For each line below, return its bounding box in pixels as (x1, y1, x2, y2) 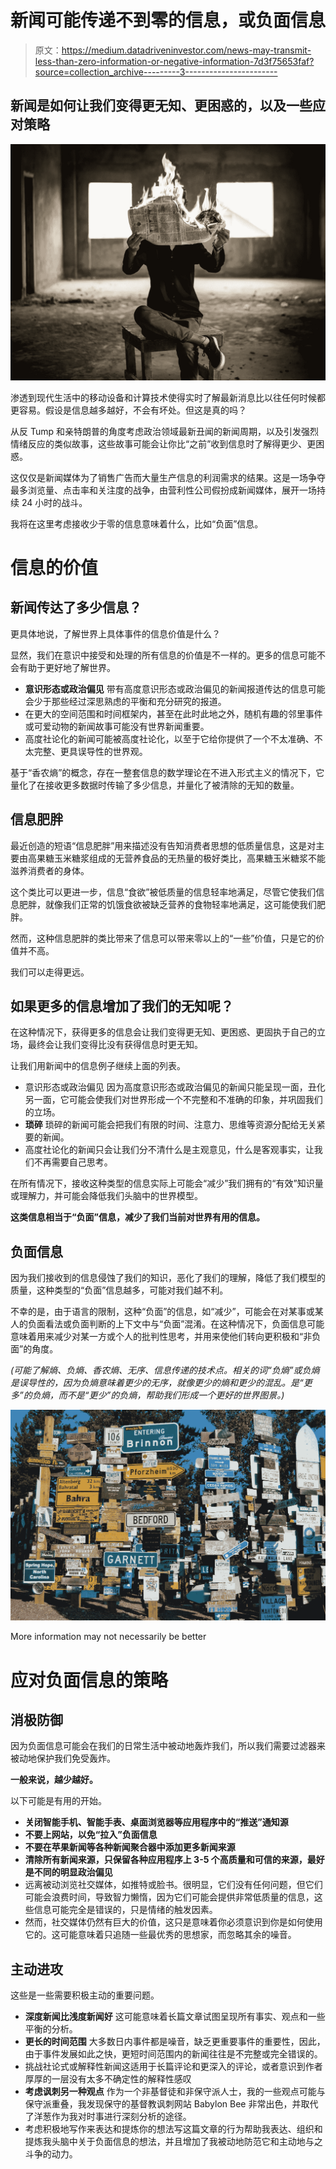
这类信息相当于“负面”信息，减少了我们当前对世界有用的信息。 (10, 1211, 266, 1223)
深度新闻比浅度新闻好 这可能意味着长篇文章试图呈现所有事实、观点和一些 (24, 2011, 326, 2023)
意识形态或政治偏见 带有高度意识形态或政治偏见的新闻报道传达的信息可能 (24, 682, 326, 695)
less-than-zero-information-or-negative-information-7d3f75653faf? (34, 55, 315, 67)
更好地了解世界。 (44, 661, 116, 673)
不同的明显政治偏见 (33, 1866, 113, 1878)
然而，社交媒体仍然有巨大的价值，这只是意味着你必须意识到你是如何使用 (24, 1916, 323, 1928)
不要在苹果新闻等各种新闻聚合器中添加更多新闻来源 (24, 1841, 236, 1853)
